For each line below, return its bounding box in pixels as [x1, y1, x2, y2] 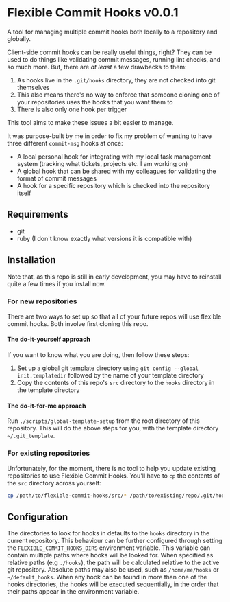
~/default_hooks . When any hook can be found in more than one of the [7, 573, 207, 581]
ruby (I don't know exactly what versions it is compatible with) [16, 234, 192, 242]
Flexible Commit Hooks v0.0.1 [7, 5, 179, 21]
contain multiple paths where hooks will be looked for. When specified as [7, 551, 214, 559]
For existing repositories [7, 448, 90, 458]
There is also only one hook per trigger [16, 105, 127, 113]
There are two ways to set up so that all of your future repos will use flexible [7, 312, 222, 321]
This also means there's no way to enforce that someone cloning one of [16, 91, 220, 99]
